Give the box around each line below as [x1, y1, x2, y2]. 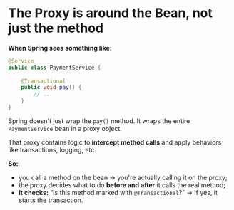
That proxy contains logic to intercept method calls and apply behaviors [8, 137, 222, 147]
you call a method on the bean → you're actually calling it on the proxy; [18, 173, 228, 182]
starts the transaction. [18, 196, 83, 204]
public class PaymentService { [8, 64, 101, 71]
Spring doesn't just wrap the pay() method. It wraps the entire [8, 116, 190, 125]
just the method [8, 20, 104, 36]
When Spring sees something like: [8, 43, 113, 52]
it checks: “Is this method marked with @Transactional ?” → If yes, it [18, 188, 218, 196]
